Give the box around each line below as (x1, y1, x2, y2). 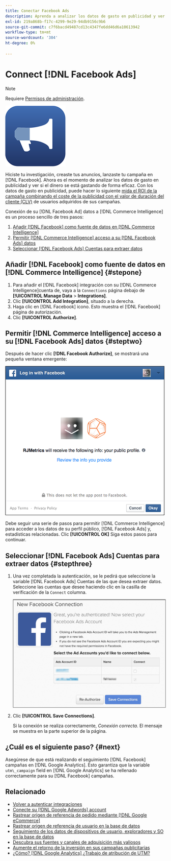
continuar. (5, 537, 26, 543)
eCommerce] (12, 817, 41, 823)
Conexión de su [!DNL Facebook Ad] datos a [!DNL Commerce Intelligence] (5, 208, 163, 214)
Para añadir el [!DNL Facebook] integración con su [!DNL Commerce (12, 281, 157, 288)
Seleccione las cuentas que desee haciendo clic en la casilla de (12, 584, 147, 590)
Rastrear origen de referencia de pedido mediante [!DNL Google (12, 812, 147, 818)
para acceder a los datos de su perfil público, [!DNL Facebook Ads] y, (5, 526, 152, 532)
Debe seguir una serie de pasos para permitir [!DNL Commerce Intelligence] (5, 520, 165, 527)
